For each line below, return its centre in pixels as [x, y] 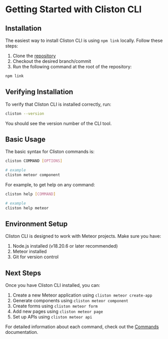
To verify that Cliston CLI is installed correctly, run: [58, 104]
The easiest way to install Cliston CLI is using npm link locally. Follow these [84, 40]
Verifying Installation [39, 92]
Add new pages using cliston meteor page [58, 311]
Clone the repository [34, 56]
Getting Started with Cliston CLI [74, 9]
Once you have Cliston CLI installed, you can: [53, 285]
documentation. [22, 332]
